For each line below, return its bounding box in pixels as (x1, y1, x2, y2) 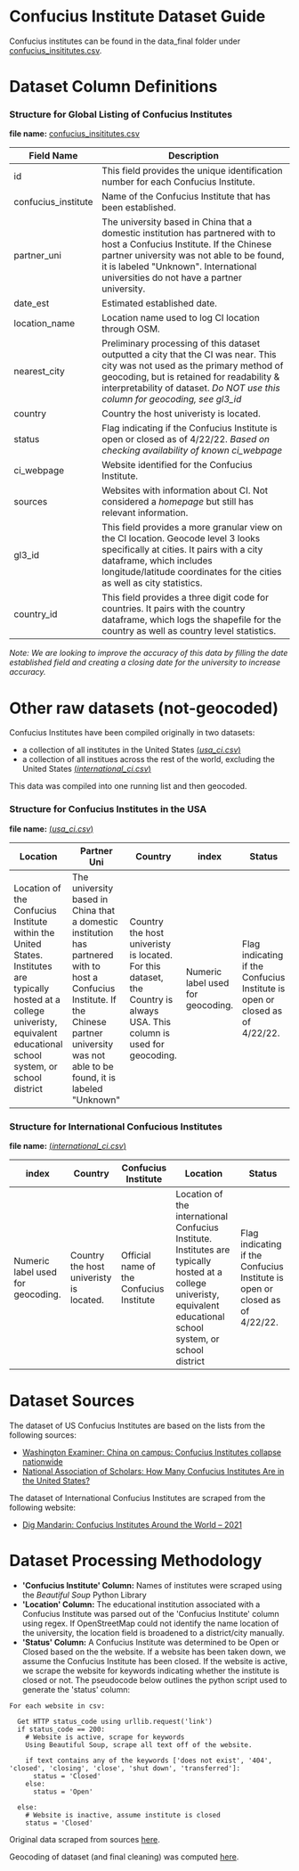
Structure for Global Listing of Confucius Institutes (9, 109, 233, 121)
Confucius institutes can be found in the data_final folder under (9, 36, 241, 46)
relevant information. (101, 506, 189, 519)
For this (129, 960, 162, 972)
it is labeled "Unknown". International (101, 260, 257, 273)
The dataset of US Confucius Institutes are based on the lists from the (9, 1420, 265, 1431)
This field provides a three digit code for (101, 591, 270, 603)
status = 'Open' (32, 1787, 93, 1796)
